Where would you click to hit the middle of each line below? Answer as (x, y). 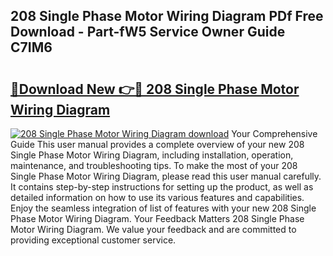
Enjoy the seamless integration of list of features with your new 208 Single (163, 208)
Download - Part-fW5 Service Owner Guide (148, 32)
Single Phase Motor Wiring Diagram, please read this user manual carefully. (166, 176)
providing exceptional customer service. (93, 240)
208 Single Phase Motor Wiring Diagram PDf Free (167, 16)
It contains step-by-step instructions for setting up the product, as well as (162, 187)
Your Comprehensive (274, 133)
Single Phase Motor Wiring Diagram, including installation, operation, (152, 155)
